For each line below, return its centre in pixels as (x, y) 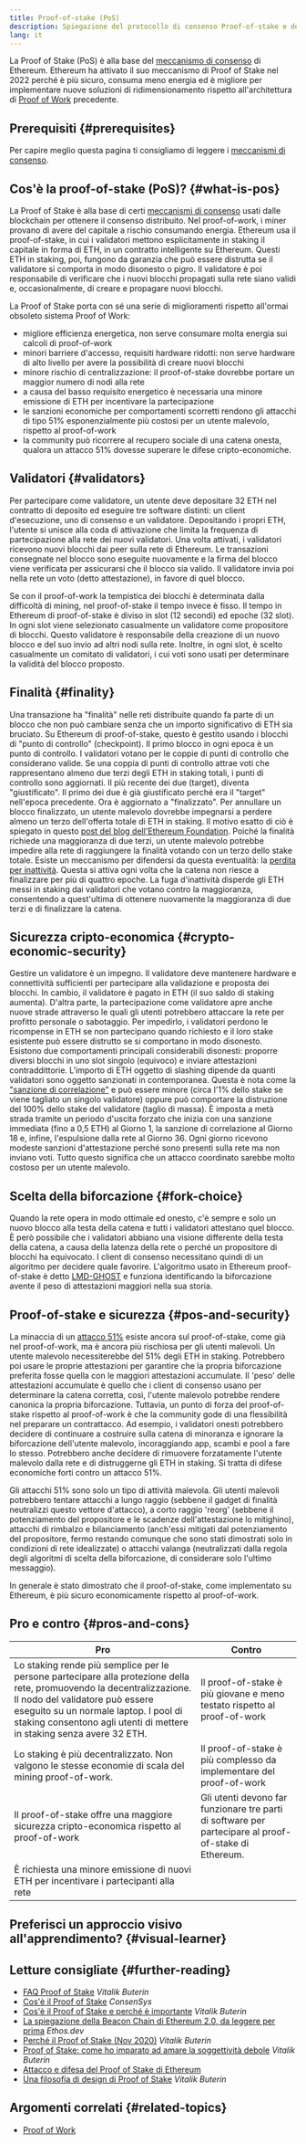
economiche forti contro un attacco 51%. (86, 1473)
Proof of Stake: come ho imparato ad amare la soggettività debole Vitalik (159, 2050)
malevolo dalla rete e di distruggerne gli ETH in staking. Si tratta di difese (146, 1463)
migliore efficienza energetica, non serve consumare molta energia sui (155, 333)
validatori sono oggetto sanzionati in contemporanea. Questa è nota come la (153, 1080)
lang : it (26, 35)
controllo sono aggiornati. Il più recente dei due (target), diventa (129, 783)
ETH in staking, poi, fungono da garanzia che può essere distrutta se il (141, 259)
